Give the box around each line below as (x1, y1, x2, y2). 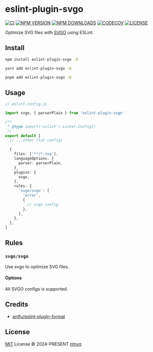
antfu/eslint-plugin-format (12, 313, 65, 319)
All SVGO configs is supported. (5, 286, 68, 292)
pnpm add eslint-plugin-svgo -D (5, 75, 72, 80)
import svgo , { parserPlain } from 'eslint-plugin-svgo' (5, 110, 125, 116)
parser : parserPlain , (18, 160, 63, 165)
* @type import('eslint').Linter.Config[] (7, 124, 96, 129)
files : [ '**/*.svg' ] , (14, 151, 58, 156)
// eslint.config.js (5, 101, 48, 107)
